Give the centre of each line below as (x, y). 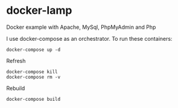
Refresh (16, 61)
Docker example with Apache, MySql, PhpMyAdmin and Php (81, 27)
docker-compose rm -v (33, 77)
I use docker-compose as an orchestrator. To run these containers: (89, 38)
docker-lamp (39, 10)
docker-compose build (33, 99)
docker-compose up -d (33, 49)
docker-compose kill (32, 72)
